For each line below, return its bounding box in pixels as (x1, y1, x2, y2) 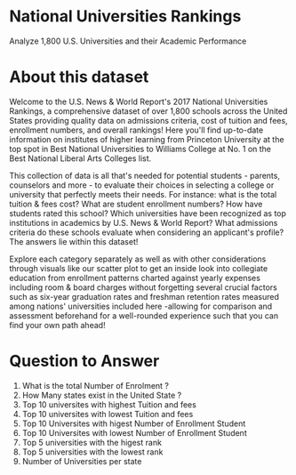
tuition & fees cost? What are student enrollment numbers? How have (9, 198, 263, 209)
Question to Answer (9, 351, 160, 371)
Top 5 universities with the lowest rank (21, 447, 164, 457)
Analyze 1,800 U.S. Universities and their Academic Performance (9, 36, 247, 46)
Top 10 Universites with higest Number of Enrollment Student (21, 418, 246, 429)
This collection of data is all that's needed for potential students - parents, (9, 170, 280, 181)
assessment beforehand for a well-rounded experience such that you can (9, 310, 278, 321)
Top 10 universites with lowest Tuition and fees (21, 408, 194, 419)
